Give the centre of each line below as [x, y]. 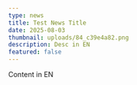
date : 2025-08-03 [37, 30]
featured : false [35, 52]
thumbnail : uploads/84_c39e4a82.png [68, 37]
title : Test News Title [48, 23]
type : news [26, 15]
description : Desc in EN [49, 45]
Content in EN [31, 74]
